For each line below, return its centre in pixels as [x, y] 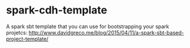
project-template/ [27, 39]
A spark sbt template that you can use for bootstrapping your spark [88, 26]
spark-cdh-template [57, 10]
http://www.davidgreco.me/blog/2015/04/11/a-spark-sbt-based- [106, 32]
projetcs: [17, 32]
